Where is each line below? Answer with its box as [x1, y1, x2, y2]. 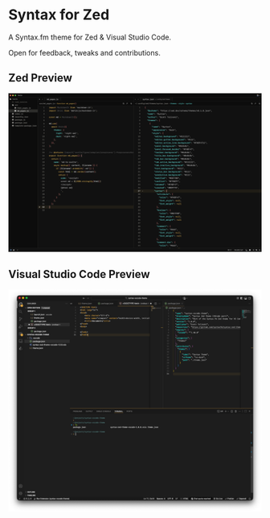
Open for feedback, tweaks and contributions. [8, 48, 161, 57]
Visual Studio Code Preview [8, 267, 150, 281]
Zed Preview [8, 71, 72, 85]
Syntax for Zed [8, 6, 110, 24]
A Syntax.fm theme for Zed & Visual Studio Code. [8, 32, 171, 42]
